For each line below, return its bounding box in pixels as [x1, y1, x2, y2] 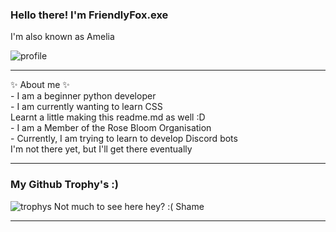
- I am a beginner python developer [10, 90, 157, 102]
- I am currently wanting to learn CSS [10, 101, 163, 113]
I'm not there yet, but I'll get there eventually [10, 143, 193, 155]
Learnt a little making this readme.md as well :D [10, 111, 206, 123]
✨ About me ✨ [10, 79, 70, 91]
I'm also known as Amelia [10, 31, 115, 43]
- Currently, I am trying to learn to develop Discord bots [10, 133, 238, 145]
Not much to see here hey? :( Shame [53, 200, 205, 212]
